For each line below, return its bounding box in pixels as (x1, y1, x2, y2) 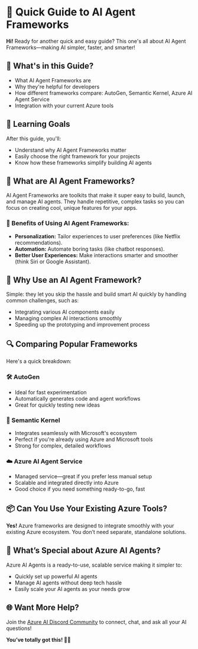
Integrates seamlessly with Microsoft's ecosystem (14, 429, 137, 436)
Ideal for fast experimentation (14, 388, 87, 396)
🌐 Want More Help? (6, 603, 80, 613)
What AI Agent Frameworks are (14, 76, 92, 84)
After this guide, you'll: (6, 135, 61, 142)
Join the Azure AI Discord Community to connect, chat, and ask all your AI (6, 618, 187, 625)
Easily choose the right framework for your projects (14, 152, 141, 159)
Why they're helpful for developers (14, 83, 100, 90)
